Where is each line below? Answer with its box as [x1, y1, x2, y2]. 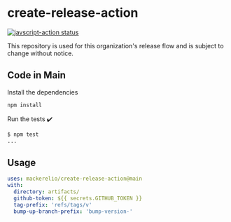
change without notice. [7, 49, 73, 57]
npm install [7, 102, 42, 109]
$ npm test [7, 131, 39, 138]
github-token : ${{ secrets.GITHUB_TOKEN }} [13, 195, 142, 202]
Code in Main [7, 69, 66, 81]
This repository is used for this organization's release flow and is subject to [7, 41, 224, 50]
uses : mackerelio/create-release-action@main [7, 175, 142, 183]
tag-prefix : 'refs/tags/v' [13, 201, 92, 208]
